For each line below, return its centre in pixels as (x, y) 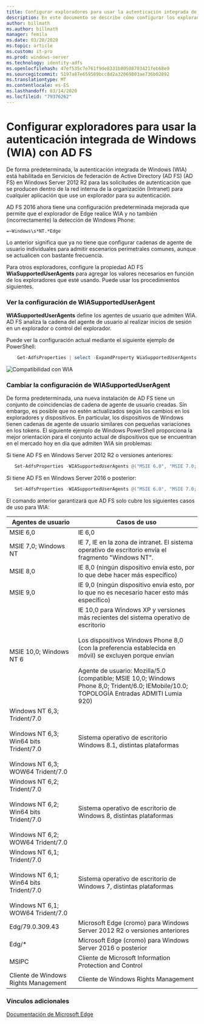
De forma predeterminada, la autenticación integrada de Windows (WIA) (97, 169)
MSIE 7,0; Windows (37, 546)
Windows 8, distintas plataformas (126, 816)
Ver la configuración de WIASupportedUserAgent (81, 302)
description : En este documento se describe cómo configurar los (90, 18)
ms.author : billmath (32, 29)
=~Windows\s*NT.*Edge (34, 231)
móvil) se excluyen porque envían (126, 655)
